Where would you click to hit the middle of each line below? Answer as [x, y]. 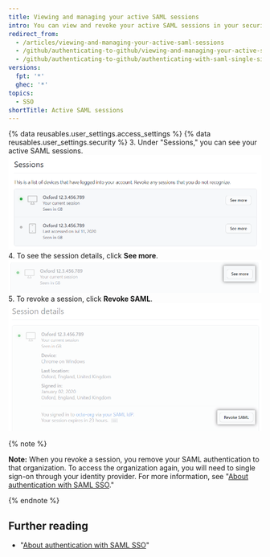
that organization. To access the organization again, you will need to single [132, 468]
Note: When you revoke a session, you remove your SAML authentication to [134, 459]
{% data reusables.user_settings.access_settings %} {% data [110, 134]
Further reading [48, 526]
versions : [25, 68]
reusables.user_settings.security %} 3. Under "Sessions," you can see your [133, 142]
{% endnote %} [34, 501]
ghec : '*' [32, 84]
